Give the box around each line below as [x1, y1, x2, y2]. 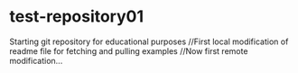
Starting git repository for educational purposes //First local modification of [9, 36, 289, 47]
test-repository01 [9, 6, 144, 27]
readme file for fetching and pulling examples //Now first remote [9, 45, 248, 56]
